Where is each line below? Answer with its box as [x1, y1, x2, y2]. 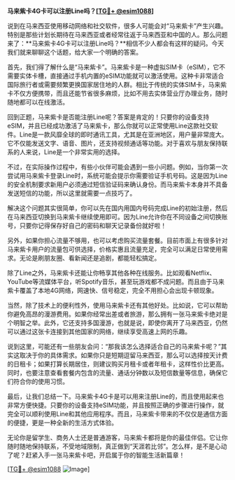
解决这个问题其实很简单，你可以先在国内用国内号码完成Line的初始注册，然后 [7, 204, 228, 212]
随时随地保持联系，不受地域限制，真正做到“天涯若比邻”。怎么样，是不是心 [7, 442, 222, 451]
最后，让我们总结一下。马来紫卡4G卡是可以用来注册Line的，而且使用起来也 [7, 392, 225, 400]
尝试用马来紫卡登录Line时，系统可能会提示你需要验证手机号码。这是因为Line [7, 172, 228, 179]
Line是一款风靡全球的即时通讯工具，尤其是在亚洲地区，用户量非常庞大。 [19, 130, 228, 139]
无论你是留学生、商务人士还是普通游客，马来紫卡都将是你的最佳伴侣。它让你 [7, 434, 228, 441]
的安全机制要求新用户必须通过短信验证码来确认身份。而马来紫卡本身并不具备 [7, 180, 228, 188]
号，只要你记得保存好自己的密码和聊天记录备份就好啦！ [7, 221, 166, 230]
